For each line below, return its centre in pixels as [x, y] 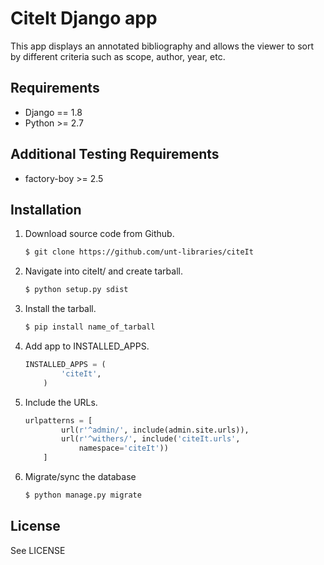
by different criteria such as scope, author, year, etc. [118, 56]
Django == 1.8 [53, 112]
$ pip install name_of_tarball [90, 327]
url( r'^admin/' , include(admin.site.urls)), [155, 430]
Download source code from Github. [99, 234]
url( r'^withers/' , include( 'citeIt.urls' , [151, 439]
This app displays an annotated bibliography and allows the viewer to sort [162, 46]
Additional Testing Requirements [115, 154]
